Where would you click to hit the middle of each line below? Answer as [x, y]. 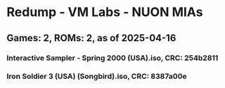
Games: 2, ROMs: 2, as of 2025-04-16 [91, 38]
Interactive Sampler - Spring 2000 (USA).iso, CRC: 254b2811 [112, 58]
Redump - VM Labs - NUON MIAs [105, 12]
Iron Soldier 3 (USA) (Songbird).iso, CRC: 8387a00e [97, 76]
